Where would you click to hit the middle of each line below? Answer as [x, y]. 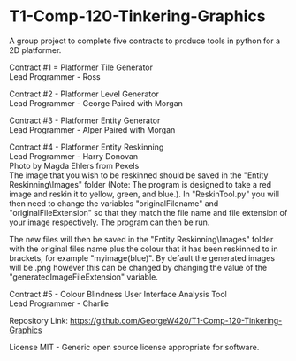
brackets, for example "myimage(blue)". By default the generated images [142, 257]
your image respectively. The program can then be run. [110, 222]
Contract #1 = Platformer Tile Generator [81, 67]
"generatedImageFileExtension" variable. [84, 277]
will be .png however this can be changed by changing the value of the [138, 267]
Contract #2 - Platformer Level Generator [84, 94]
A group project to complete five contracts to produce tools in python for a [145, 41]
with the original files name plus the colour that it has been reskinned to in [144, 249]
